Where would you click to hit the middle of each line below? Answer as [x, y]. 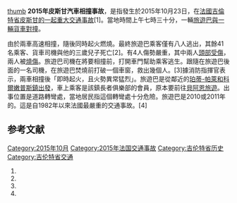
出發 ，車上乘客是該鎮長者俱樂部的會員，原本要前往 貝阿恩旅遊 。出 [134, 88]
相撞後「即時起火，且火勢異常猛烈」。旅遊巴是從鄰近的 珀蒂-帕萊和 [127, 79]
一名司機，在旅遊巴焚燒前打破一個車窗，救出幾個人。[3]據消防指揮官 [120, 70]
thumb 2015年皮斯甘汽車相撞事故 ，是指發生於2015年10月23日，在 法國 [110, 11]
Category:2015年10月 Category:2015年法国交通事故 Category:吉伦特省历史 [116, 148]
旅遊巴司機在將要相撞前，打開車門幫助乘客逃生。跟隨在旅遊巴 [134, 61]
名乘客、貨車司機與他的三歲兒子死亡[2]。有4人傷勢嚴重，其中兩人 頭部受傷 [115, 53]
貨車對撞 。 [29, 29]
